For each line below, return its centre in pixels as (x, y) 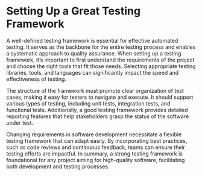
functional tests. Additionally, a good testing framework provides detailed (97, 110)
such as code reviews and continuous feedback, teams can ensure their (96, 147)
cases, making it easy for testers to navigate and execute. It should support (100, 97)
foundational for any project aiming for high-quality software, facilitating (96, 160)
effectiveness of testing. (36, 79)
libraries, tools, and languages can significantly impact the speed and (93, 72)
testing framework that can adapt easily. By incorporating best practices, (97, 140)
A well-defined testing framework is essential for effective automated (92, 40)
